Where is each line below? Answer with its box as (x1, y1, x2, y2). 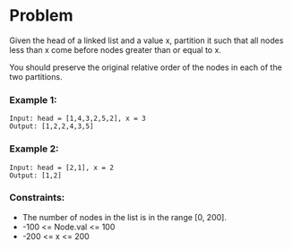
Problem (9, 5, 73, 26)
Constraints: (9, 192, 65, 204)
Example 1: (9, 93, 57, 106)
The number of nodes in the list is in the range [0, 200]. (22, 211, 227, 222)
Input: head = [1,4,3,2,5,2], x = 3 (9, 114, 146, 124)
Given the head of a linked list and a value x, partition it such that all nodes (9, 35, 284, 46)
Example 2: (9, 142, 59, 155)
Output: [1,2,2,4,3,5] (9, 122, 94, 131)
